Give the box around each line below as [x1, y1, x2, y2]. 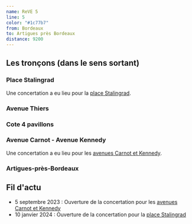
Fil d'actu [6, 183, 41, 193]
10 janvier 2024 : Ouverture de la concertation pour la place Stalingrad [14, 211, 186, 218]
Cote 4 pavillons [6, 120, 54, 128]
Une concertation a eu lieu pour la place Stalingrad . [6, 89, 131, 97]
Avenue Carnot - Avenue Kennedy [6, 136, 106, 144]
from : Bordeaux [6, 25, 44, 31]
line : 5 [6, 14, 25, 20]
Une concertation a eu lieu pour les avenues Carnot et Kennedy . [6, 149, 162, 156]
